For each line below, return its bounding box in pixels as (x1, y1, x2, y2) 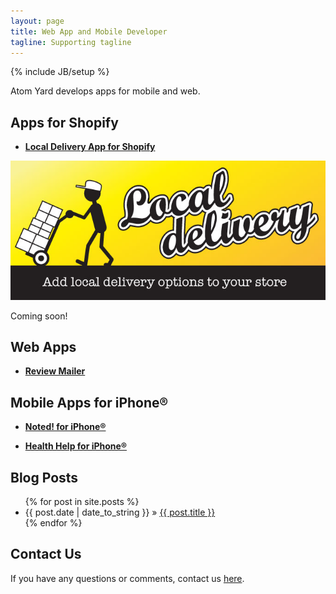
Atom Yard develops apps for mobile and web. (10, 85, 201, 97)
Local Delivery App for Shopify (24, 141, 156, 153)
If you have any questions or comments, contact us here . (10, 572, 245, 584)
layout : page (10, 16, 65, 26)
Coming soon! (10, 310, 68, 322)
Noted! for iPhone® (24, 421, 107, 433)
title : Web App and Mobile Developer (10, 26, 168, 37)
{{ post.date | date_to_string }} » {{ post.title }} (24, 506, 216, 518)
